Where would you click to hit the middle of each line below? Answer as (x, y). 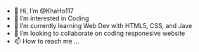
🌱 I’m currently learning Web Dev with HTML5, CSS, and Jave (103, 26)
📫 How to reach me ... (46, 41)
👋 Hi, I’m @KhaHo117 (44, 11)
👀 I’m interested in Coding (51, 18)
